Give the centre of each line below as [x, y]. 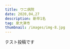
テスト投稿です [20, 42]
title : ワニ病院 [20, 9]
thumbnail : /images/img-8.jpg [35, 28]
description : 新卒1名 [25, 18]
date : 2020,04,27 [22, 14]
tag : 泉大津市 [17, 23]
